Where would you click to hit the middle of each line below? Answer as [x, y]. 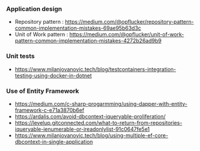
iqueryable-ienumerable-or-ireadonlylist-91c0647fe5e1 [82, 129]
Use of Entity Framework [43, 91]
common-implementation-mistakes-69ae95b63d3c [78, 28]
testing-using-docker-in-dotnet [53, 75]
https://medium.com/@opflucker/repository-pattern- [129, 22]
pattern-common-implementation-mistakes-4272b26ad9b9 [88, 41]
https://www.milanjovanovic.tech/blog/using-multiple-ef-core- [91, 135]
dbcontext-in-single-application [54, 141]
